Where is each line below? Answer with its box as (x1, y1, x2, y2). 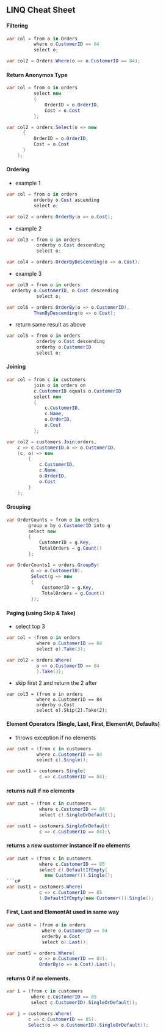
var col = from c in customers (6, 377, 86, 383)
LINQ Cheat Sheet (6, 5, 76, 15)
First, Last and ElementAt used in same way (6, 908, 120, 916)
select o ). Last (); (41, 939, 88, 945)
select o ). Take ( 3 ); (36, 646, 86, 652)
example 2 (15, 224, 42, 232)
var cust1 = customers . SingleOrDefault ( (6, 822, 111, 829)
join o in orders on (33, 382, 86, 388)
